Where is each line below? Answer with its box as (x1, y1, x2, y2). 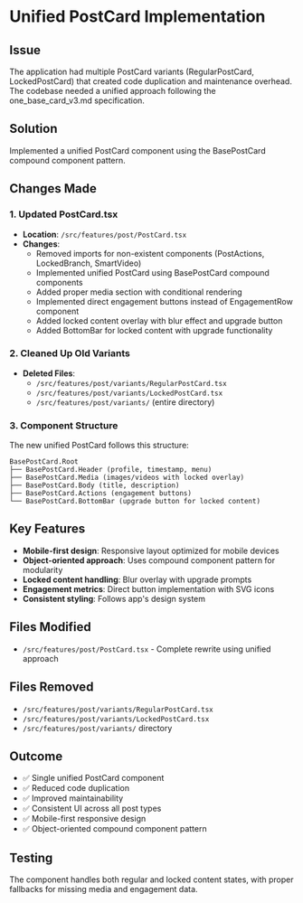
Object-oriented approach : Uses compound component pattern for (22, 554, 276, 566)
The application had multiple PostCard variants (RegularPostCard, (9, 66, 255, 77)
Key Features (9, 522, 86, 537)
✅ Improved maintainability (22, 793, 124, 804)
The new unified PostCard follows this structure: (9, 440, 190, 451)
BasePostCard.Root (9, 457, 79, 466)
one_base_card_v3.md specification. (9, 95, 145, 106)
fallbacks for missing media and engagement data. (9, 884, 198, 895)
